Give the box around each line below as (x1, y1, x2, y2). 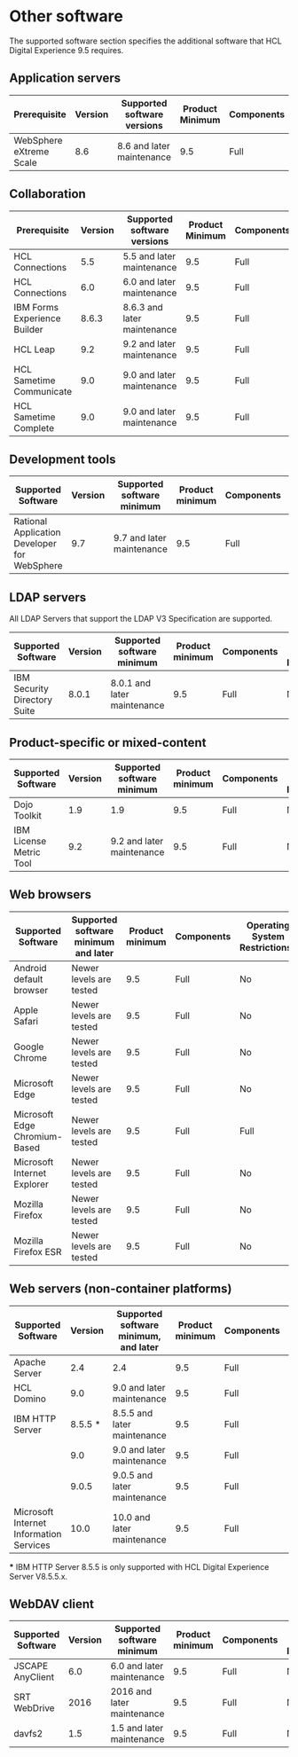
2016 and (110, 1685, 153, 1698)
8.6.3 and (122, 301, 164, 313)
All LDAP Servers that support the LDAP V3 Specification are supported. (9, 614, 273, 624)
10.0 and (112, 1510, 151, 1523)
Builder (13, 323, 43, 335)
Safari (13, 1015, 38, 1027)
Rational (13, 515, 48, 528)
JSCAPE (13, 1660, 49, 1673)
